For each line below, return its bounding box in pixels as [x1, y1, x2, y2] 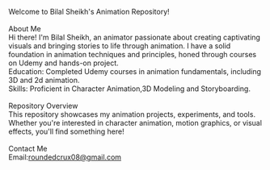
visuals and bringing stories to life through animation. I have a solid [8, 41, 231, 51]
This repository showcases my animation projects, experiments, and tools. [8, 110, 256, 119]
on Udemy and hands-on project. [8, 58, 119, 68]
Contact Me [8, 144, 48, 153]
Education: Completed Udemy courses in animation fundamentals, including [8, 67, 261, 76]
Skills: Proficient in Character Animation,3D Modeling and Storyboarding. [8, 84, 251, 93]
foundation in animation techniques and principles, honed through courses [8, 50, 257, 59]
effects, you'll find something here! [8, 126, 124, 136]
